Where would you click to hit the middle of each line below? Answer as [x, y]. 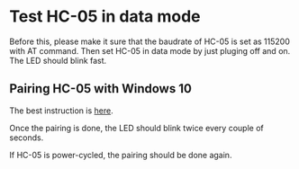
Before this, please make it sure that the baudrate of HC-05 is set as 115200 [149, 41]
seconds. [27, 138]
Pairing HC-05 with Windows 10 [100, 89]
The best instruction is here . [62, 111]
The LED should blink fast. [58, 60]
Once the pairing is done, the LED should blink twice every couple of [136, 128]
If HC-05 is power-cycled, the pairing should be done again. [121, 155]
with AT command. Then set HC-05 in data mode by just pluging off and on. [150, 50]
